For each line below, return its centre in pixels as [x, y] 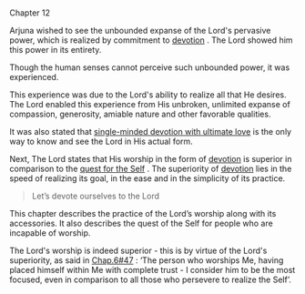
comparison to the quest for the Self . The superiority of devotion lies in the [151, 169]
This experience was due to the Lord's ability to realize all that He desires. [148, 95]
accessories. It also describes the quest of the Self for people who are [141, 223]
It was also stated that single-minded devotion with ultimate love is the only [151, 132]
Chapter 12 [30, 13]
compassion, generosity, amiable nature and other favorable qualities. [140, 114]
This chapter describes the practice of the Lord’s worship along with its [143, 214]
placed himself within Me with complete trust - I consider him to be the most [152, 270]
